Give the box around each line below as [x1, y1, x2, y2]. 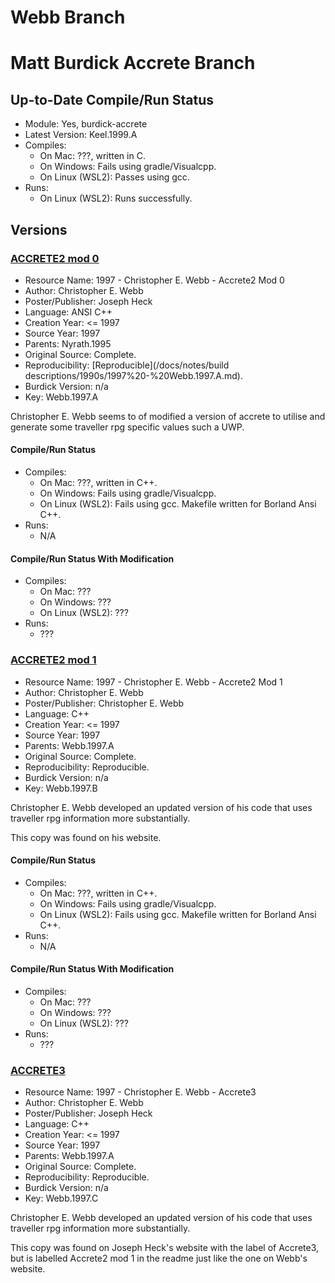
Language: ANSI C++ [24, 306, 113, 318]
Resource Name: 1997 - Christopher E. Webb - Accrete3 [24, 1086, 257, 1098]
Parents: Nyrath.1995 [24, 337, 112, 350]
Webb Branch [10, 6, 126, 29]
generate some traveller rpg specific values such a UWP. [10, 421, 245, 433]
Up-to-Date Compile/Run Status [10, 91, 214, 108]
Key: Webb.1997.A [24, 391, 99, 403]
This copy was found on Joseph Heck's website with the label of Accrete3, [10, 1242, 320, 1254]
